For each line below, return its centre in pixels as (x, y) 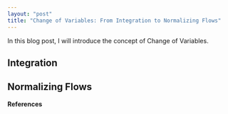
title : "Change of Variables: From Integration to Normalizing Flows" (114, 21)
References (25, 104)
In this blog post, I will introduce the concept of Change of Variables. (108, 40)
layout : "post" (30, 14)
